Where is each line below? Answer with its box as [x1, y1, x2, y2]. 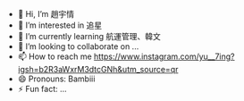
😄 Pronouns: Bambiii [17, 73, 96, 84]
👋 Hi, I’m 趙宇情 [17, 9, 75, 19]
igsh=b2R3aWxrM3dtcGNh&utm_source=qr [17, 64, 179, 74]
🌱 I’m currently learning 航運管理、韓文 [17, 31, 161, 41]
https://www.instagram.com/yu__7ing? [93, 51, 235, 62]
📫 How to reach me [17, 51, 92, 62]
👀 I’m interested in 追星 [17, 20, 103, 30]
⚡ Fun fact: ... [17, 84, 67, 94]
